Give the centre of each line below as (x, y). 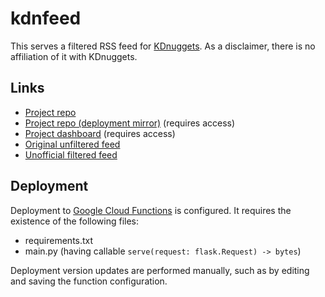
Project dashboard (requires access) (100, 133)
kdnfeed (46, 18)
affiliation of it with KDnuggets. (74, 56)
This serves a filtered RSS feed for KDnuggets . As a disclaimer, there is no (163, 46)
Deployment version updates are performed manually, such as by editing (160, 270)
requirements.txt (59, 240)
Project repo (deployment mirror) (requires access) (130, 123)
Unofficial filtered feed (71, 154)
